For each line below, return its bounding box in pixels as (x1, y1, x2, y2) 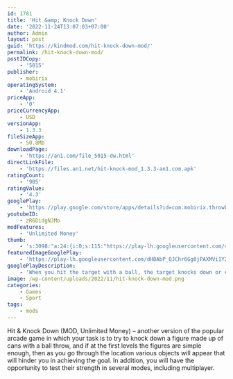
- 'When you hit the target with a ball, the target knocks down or (19, 268, 222, 275)
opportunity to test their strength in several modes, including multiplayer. (7, 363, 215, 372)
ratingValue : (7, 185, 45, 192)
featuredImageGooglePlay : (7, 250, 82, 257)
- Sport (19, 295, 42, 302)
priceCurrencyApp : (7, 107, 60, 114)
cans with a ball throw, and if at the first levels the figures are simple (7, 341, 202, 350)
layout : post (7, 36, 45, 43)
